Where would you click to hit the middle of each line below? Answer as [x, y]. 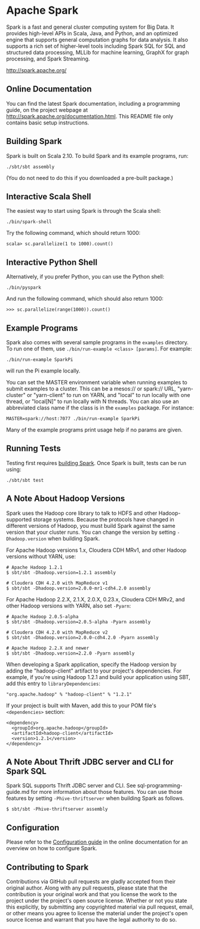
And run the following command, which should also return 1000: [85, 299]
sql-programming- [160, 786]
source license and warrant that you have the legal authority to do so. [92, 920]
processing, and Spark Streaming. [48, 59]
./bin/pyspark [24, 288]
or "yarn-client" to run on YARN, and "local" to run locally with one [108, 395]
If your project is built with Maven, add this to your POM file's [81, 705]
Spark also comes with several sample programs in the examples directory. [98, 342]
